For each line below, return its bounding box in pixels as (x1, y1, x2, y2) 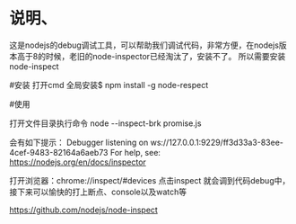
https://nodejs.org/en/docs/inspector (9, 157, 146, 167)
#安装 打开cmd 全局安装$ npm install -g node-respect (9, 79, 209, 90)
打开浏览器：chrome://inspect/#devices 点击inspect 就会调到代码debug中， (9, 175, 291, 185)
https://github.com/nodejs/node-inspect (9, 204, 159, 215)
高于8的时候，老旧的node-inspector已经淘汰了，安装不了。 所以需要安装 (16, 50, 286, 61)
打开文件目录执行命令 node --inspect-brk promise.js (9, 118, 202, 129)
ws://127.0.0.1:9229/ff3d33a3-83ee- (150, 137, 284, 148)
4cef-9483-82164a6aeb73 (9, 147, 109, 157)
